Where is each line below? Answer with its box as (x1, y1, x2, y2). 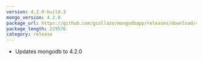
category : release (6, 31, 53, 37)
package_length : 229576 (6, 25, 66, 32)
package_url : (6, 20, 39, 26)
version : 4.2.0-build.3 (6, 8, 66, 15)
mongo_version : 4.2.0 (6, 14, 61, 21)
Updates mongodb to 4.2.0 (14, 48, 83, 55)
